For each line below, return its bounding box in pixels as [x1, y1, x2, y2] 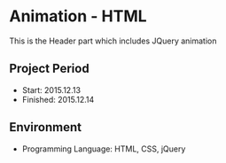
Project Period [9, 61, 90, 76]
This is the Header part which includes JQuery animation [9, 35, 217, 46]
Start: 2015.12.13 [21, 84, 82, 95]
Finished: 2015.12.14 [21, 94, 95, 105]
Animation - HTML [9, 6, 148, 27]
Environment [9, 120, 82, 135]
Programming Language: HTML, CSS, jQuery [21, 144, 186, 154]
